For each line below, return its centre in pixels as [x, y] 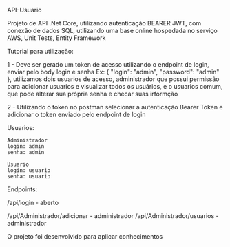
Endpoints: [22, 189]
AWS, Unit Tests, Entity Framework [56, 38]
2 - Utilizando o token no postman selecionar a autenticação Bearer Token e [115, 107]
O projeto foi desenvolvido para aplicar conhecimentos [85, 236]
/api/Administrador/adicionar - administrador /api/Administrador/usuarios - [113, 216]
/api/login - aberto [33, 203]
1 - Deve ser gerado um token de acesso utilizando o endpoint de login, [108, 64]
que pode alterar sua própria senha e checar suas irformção [93, 94]
